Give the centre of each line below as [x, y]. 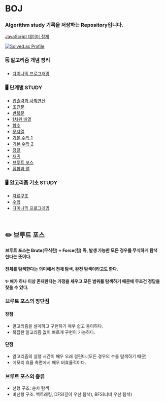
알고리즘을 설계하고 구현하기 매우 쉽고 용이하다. [58, 326]
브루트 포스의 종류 [25, 376]
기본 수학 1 [22, 138]
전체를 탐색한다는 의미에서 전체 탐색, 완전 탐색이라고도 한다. [62, 269]
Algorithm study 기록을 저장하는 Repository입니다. [64, 25]
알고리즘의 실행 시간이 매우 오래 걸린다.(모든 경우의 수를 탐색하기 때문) [79, 356]
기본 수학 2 [23, 144]
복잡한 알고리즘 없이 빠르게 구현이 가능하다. [54, 332]
